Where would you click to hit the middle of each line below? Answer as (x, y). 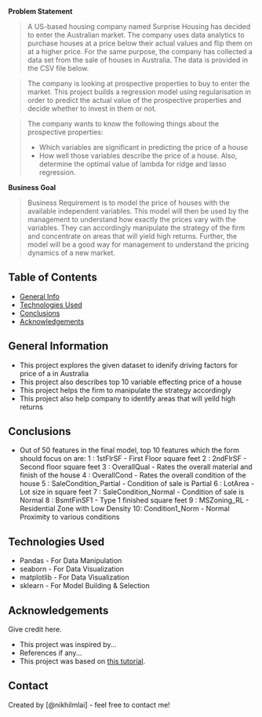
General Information (58, 346)
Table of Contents (53, 278)
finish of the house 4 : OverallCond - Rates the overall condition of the (133, 475)
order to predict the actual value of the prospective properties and (134, 100)
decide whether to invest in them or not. (92, 108)
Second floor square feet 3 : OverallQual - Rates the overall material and (136, 467)
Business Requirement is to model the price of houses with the (128, 203)
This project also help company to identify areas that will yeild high (127, 398)
